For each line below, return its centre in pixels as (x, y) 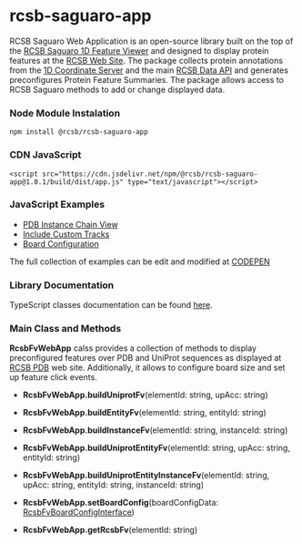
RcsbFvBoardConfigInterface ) (78, 512)
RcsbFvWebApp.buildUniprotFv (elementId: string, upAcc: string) (145, 395)
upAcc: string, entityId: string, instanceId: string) (113, 485)
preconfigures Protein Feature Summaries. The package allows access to (147, 79)
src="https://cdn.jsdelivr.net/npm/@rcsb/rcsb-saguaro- (150, 174)
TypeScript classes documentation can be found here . (111, 305)
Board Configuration (60, 243)
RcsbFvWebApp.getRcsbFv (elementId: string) (110, 530)
